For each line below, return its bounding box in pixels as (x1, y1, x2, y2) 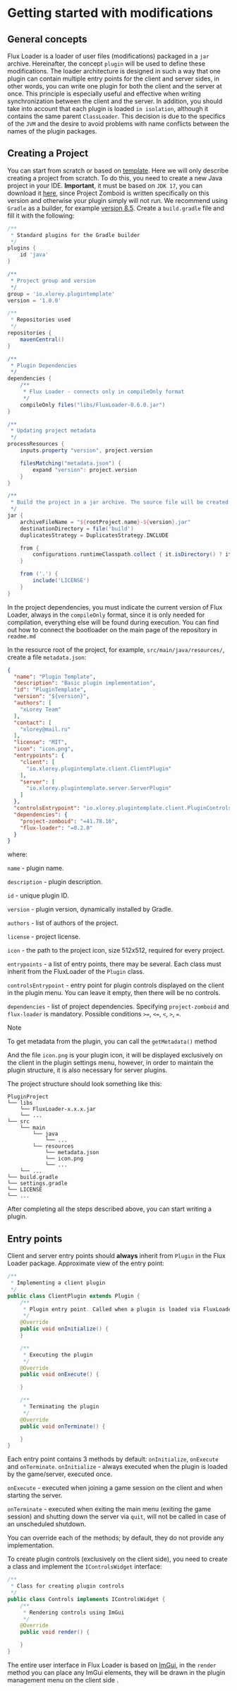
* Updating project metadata (10, 427, 97, 434)
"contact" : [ (13, 719, 52, 726)
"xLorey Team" (20, 706, 61, 713)
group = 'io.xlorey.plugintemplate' (7, 290, 115, 298)
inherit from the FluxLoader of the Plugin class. (7, 967, 145, 976)
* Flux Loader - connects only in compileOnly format (23, 388, 185, 395)
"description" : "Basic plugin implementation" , (13, 680, 157, 687)
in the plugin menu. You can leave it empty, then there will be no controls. (7, 989, 221, 997)
